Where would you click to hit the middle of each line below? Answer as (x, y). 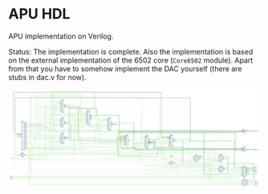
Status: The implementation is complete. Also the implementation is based (131, 51)
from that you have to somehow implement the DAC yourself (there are (125, 68)
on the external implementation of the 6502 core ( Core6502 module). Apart (131, 60)
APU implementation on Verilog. (61, 36)
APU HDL (39, 14)
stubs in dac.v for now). (47, 77)
